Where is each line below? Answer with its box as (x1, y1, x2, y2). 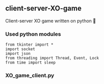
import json (5, 51, 31, 56)
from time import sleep (5, 60, 56, 66)
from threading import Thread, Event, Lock (5, 56, 99, 61)
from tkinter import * (5, 42, 54, 48)
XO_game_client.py (5, 72, 55, 79)
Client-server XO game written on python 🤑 (5, 17, 96, 24)
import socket (5, 47, 36, 52)
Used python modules (5, 30, 61, 37)
